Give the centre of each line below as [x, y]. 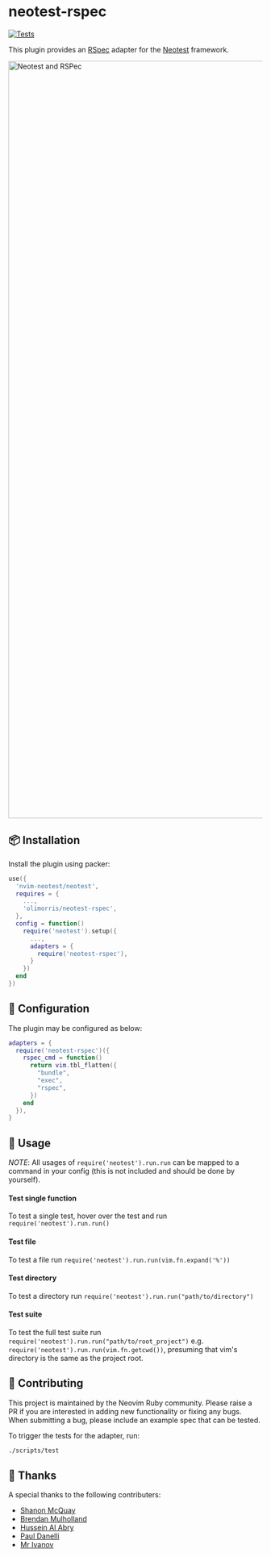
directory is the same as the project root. [76, 1358]
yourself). [24, 1179]
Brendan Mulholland [53, 1519]
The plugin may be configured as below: [75, 1028]
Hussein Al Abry [47, 1528]
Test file [22, 1242]
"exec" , [50, 1081]
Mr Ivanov [37, 1545]
